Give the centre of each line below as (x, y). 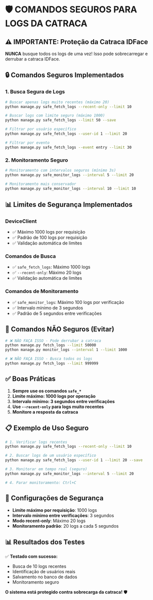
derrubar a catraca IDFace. (33, 59)
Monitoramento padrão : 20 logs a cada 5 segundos (65, 526)
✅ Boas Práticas (30, 379)
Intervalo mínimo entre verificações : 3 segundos (63, 515)
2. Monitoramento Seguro (37, 160)
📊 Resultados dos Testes (45, 542)
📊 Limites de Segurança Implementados (69, 205)
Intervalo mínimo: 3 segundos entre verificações (63, 401)
